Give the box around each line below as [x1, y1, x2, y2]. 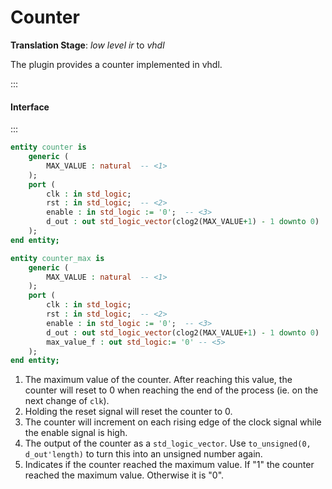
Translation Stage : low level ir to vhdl [10, 39, 165, 51]
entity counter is [10, 142, 87, 153]
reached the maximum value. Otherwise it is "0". [24, 469, 225, 481]
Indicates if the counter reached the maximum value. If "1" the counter [24, 459, 315, 471]
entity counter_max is [10, 253, 105, 263]
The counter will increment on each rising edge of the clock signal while [24, 416, 322, 428]
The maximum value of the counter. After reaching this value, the [24, 374, 293, 386]
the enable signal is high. [24, 427, 128, 439]
